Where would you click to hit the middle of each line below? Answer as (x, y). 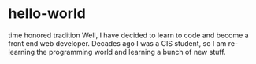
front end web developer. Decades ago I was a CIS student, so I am (117, 43)
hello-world (47, 14)
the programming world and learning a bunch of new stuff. (131, 52)
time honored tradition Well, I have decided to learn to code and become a (129, 35)
